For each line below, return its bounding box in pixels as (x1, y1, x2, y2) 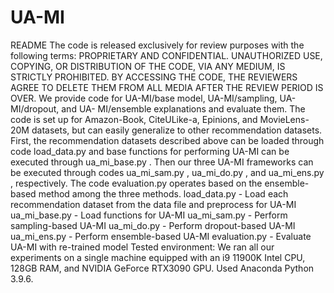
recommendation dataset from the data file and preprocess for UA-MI (10, 198, 297, 210)
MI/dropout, (10, 102, 60, 115)
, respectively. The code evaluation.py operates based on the (10, 177, 263, 189)
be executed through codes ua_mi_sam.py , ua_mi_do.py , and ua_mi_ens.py (10, 166, 325, 178)
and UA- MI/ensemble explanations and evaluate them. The (61, 102, 306, 115)
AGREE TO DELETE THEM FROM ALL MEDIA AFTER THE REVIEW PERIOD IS (10, 81, 324, 93)
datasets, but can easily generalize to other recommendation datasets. (31, 124, 323, 136)
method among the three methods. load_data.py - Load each (38, 187, 289, 200)
